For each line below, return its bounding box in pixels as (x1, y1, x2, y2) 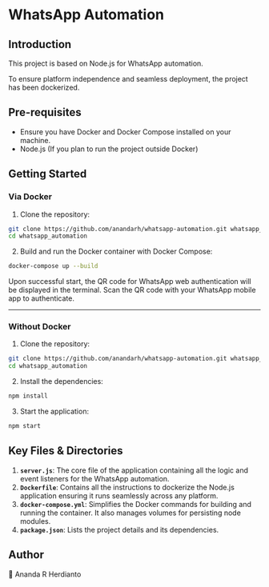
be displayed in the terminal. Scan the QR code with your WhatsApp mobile (8, 286, 256, 295)
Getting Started (8, 167, 87, 181)
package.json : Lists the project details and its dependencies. (19, 525, 219, 534)
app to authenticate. (8, 293, 74, 303)
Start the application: (19, 406, 90, 417)
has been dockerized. (8, 82, 80, 92)
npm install (8, 392, 48, 401)
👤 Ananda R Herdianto (8, 569, 82, 579)
